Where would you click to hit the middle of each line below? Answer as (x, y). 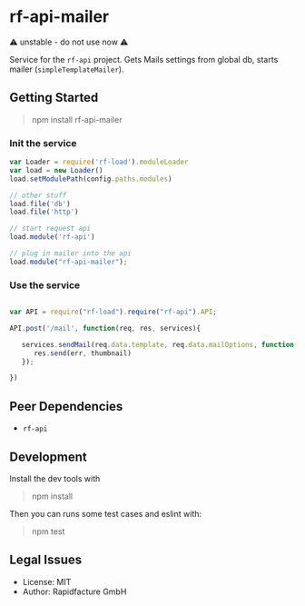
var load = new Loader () (56, 170)
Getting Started (54, 98)
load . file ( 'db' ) (40, 204)
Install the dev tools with (55, 478)
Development (49, 457)
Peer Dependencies (66, 406)
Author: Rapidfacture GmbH (74, 591)
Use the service (45, 285)
